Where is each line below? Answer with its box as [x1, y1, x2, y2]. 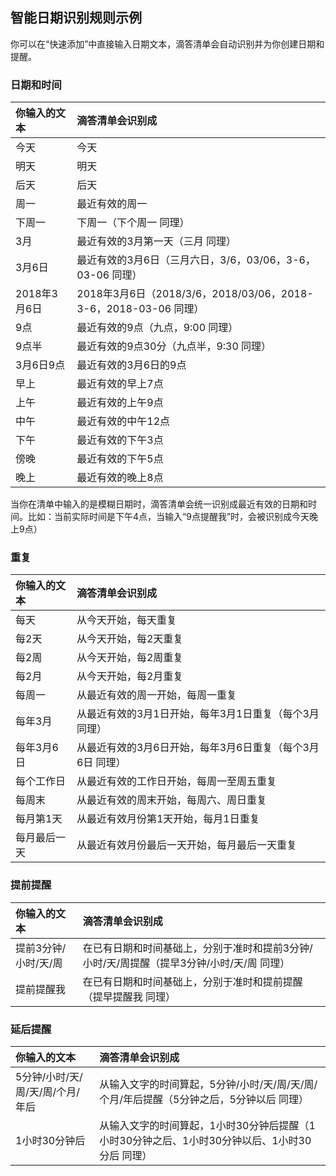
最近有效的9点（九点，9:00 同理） [76, 321, 239, 335]
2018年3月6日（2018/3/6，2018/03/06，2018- [76, 287, 314, 301]
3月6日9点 [15, 358, 66, 372]
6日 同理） [76, 756, 127, 770]
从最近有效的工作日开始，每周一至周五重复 [76, 774, 277, 788]
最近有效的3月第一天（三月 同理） [76, 234, 237, 248]
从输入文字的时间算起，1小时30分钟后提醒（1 [99, 1119, 316, 1132]
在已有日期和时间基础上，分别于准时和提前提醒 [82, 974, 303, 988]
